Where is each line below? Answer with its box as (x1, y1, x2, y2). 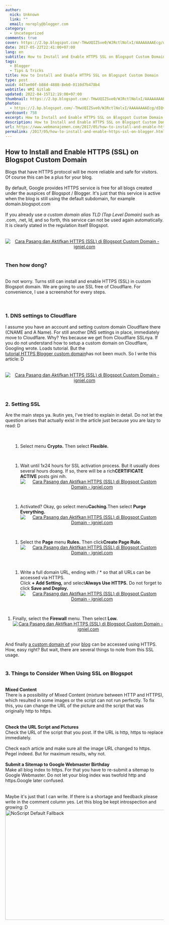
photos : (5, 101, 22, 106)
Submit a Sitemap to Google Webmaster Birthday (5, 761, 110, 767)
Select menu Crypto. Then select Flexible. (20, 443, 109, 449)
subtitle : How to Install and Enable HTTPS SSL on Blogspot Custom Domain (5, 54, 165, 59)
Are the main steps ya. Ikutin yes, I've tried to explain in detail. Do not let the (5, 412, 162, 418)
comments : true (5, 36, 37, 41)
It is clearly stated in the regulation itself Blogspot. (5, 222, 109, 228)
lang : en (5, 49, 24, 54)
